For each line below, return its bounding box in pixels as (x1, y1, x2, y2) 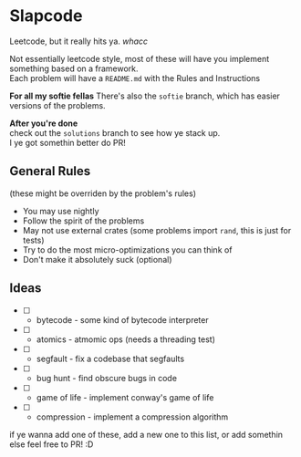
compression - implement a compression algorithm (36, 411, 229, 422)
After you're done (9, 118, 78, 129)
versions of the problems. (9, 99, 107, 110)
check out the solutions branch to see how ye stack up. (9, 127, 221, 138)
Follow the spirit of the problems (22, 215, 145, 226)
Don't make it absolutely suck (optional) (22, 254, 172, 265)
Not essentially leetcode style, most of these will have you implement (9, 53, 270, 64)
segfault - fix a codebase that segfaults (36, 353, 185, 364)
